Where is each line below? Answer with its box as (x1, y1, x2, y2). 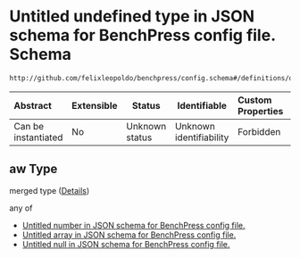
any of (9, 203, 33, 213)
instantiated (13, 131, 63, 144)
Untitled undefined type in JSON (9, 6, 255, 27)
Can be (13, 120, 45, 132)
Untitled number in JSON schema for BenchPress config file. (21, 220, 246, 230)
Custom (237, 94, 272, 106)
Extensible (71, 99, 118, 112)
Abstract (13, 99, 52, 112)
